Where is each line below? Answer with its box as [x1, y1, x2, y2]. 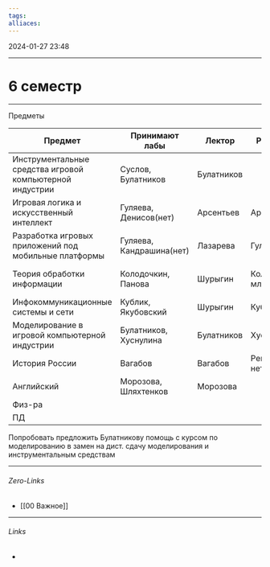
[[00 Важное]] [19, 500, 68, 511]
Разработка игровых [12, 230, 94, 241]
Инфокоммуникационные [12, 297, 112, 308]
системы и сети [12, 306, 75, 318]
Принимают [130, 130, 179, 142]
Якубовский [120, 306, 167, 318]
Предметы [8, 111, 45, 121]
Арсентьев [197, 207, 239, 218]
